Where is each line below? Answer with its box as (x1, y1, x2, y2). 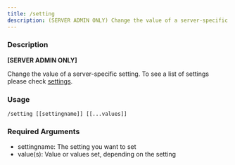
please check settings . (7, 77, 73, 85)
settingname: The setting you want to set (17, 143, 136, 151)
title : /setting (7, 10, 55, 18)
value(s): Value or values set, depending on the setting (17, 150, 176, 159)
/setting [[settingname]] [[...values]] (7, 110, 128, 118)
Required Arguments (7, 127, 80, 137)
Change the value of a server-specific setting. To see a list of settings (7, 70, 210, 78)
